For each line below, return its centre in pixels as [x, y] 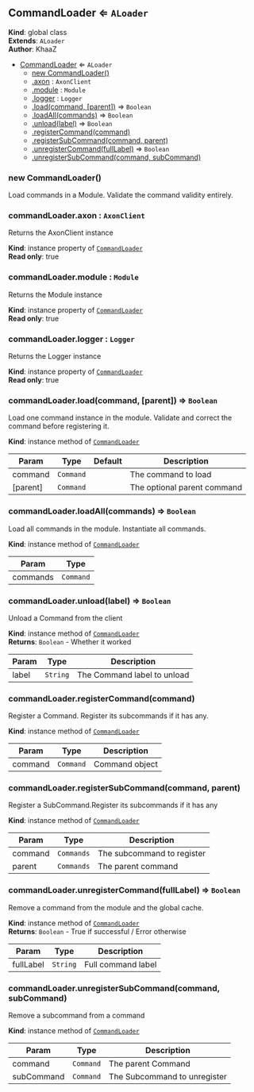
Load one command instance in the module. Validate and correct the [120, 418]
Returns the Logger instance [55, 356]
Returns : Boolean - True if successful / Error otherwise [97, 931]
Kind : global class [38, 32]
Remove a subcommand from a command [77, 1016]
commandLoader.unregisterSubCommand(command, [114, 988]
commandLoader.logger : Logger [71, 339]
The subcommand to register [152, 854]
